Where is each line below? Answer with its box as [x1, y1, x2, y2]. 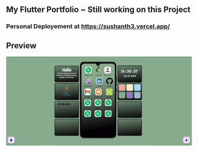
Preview [6, 41, 37, 51]
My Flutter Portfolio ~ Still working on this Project [6, 5, 190, 15]
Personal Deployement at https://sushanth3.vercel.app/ [6, 22, 170, 31]
